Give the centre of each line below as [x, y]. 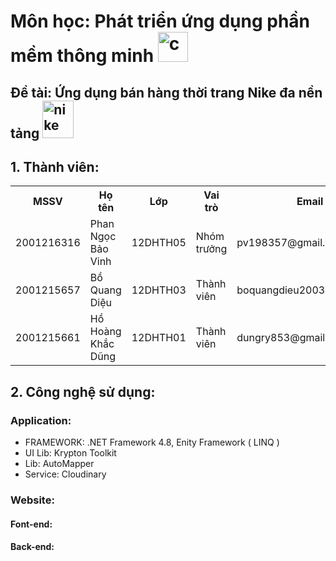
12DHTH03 [159, 290]
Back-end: [32, 547]
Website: [32, 500]
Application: [41, 420]
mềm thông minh [82, 56]
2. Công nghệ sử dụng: [83, 391]
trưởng [211, 249]
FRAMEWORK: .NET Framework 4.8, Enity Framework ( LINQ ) [152, 442]
